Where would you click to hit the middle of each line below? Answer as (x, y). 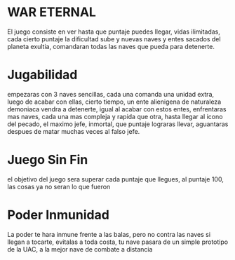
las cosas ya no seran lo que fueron (59, 186)
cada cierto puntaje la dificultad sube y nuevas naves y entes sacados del (114, 39)
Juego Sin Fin (48, 160)
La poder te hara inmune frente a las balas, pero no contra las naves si (109, 234)
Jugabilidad (42, 75)
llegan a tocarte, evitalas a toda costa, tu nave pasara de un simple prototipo (118, 242)
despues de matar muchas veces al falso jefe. (74, 131)
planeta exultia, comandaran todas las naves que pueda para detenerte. (111, 46)
